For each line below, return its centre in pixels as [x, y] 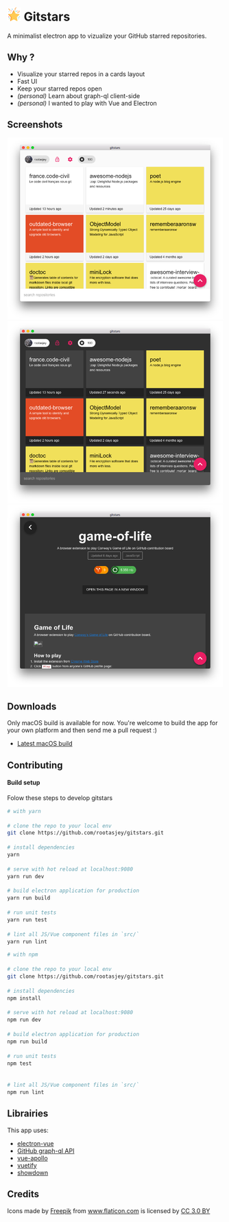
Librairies [28, 1114]
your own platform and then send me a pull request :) [82, 730]
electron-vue [35, 1143]
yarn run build [29, 898]
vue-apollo [32, 1158]
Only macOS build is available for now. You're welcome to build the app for [112, 723]
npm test [20, 1064]
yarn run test [27, 919]
